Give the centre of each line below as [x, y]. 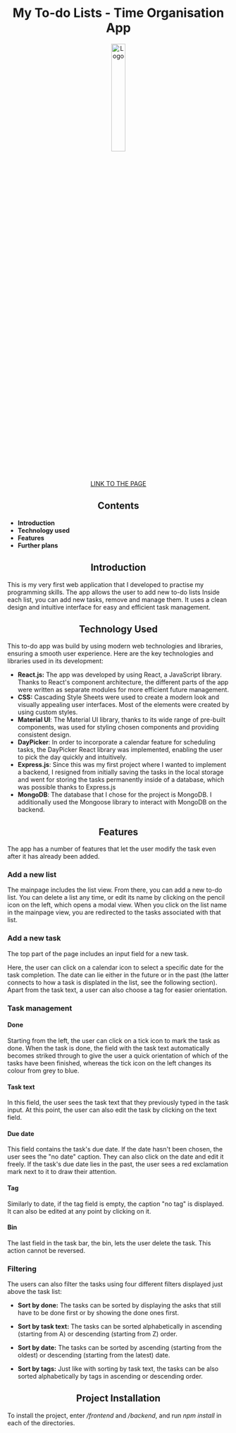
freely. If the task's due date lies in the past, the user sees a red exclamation [118, 1164]
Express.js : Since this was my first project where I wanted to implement [122, 765]
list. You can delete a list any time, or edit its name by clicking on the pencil [116, 897]
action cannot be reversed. [46, 1250]
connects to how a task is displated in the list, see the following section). [112, 982]
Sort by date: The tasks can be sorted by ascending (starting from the [119, 1348]
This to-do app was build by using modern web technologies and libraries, [115, 646]
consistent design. [44, 734]
